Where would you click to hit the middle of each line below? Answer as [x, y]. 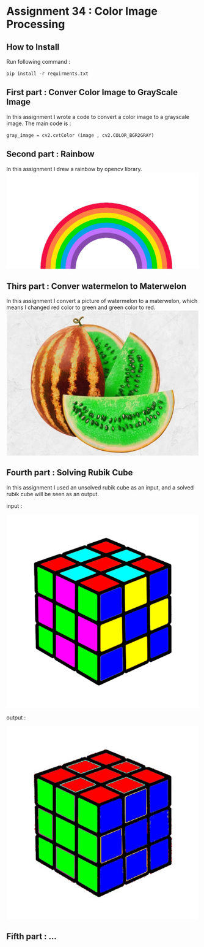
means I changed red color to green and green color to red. [81, 307]
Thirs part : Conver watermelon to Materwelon [97, 286]
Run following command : [38, 62]
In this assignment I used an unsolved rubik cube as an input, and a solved [100, 487]
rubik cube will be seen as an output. [53, 494]
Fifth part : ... [31, 937]
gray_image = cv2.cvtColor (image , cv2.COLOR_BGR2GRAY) [80, 135]
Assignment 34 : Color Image [82, 11]
